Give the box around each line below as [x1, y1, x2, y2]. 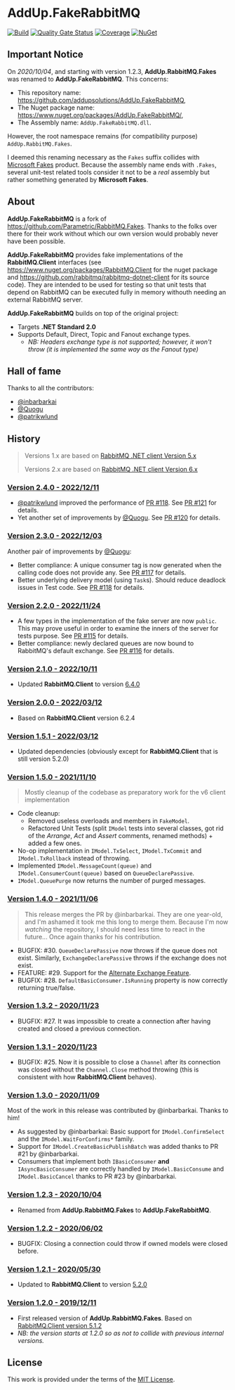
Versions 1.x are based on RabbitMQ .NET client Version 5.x [24, 451, 196, 460]
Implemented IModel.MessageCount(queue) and [17, 861, 152, 870]
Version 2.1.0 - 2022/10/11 [7, 664, 98, 674]
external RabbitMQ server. [7, 295, 83, 304]
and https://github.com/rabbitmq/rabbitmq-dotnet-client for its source [7, 273, 210, 281]
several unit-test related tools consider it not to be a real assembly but [7, 167, 210, 176]
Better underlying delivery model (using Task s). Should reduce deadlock [17, 575, 226, 584]
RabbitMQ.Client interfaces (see [7, 258, 102, 266]
